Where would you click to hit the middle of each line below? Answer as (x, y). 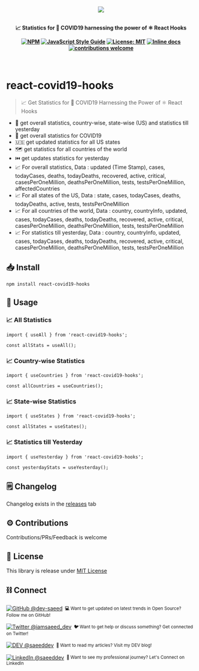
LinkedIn (15, 663)
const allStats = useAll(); (41, 345)
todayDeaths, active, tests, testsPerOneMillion (72, 204)
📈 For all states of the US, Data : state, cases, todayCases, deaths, (98, 195)
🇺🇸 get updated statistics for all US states (67, 142)
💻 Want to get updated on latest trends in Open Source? (123, 608)
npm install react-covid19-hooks (48, 284)
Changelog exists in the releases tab (51, 504)
